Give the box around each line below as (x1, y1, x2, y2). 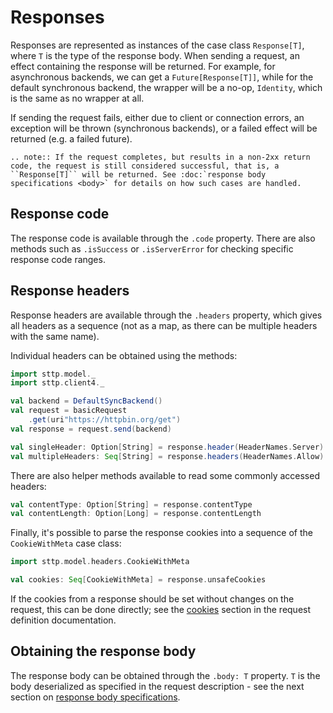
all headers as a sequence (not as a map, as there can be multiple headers (10, 319, 318, 331)
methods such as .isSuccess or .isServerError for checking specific (10, 242, 294, 255)
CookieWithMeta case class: (10, 537, 122, 550)
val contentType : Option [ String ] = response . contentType (10, 499, 253, 510)
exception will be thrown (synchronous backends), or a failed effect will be (10, 122, 318, 134)
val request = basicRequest (10, 406, 128, 416)
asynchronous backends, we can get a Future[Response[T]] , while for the (10, 71, 314, 83)
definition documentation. (10, 614, 117, 626)
